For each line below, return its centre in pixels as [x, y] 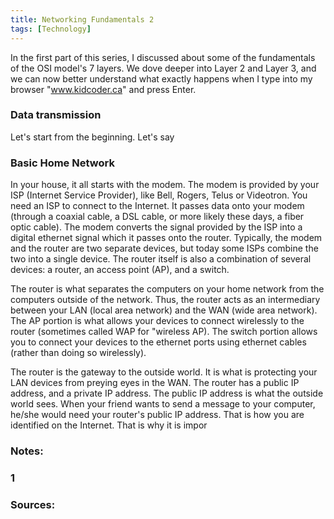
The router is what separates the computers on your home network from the [167, 289]
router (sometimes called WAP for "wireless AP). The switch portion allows [164, 332]
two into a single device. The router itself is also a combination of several [161, 259]
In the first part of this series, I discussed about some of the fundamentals [163, 57]
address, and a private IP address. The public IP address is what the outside [167, 393]
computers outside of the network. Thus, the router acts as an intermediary [165, 300]
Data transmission [56, 115]
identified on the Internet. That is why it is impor [109, 425]
